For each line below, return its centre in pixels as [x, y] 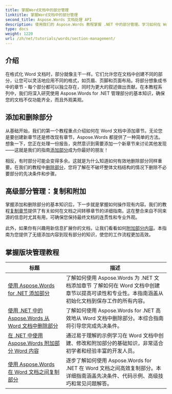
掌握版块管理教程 [32, 252]
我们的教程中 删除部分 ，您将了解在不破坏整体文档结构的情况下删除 [88, 167]
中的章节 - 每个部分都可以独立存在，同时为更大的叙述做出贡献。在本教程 [82, 87]
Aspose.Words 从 [29, 318]
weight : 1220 [19, 34]
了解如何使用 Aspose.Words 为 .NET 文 [113, 278]
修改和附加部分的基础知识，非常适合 [120, 343]
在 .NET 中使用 [25, 336]
